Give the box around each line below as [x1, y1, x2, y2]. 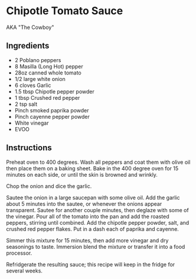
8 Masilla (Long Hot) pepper [14, 63, 84, 70]
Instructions [6, 143, 52, 153]
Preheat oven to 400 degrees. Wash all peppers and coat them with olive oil [6, 158, 191, 166]
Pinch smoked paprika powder [14, 106, 90, 113]
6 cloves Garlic [14, 82, 51, 89]
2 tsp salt [14, 100, 38, 108]
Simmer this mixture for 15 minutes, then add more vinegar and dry [6, 236, 169, 244]
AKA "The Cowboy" [6, 24, 54, 31]
